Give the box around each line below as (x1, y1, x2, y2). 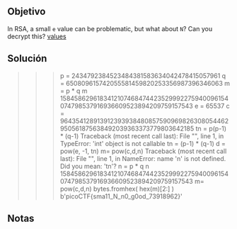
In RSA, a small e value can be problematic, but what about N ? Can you (7, 24, 213, 33)
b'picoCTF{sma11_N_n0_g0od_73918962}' (59, 191, 183, 201)
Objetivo (7, 6, 46, 18)
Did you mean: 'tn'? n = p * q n (59, 162, 150, 170)
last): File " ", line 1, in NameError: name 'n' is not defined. (59, 154, 226, 162)
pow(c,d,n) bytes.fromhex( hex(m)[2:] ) (59, 184, 175, 193)
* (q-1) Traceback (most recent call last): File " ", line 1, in (59, 131, 224, 140)
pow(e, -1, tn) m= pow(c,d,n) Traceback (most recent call (59, 147, 227, 155)
